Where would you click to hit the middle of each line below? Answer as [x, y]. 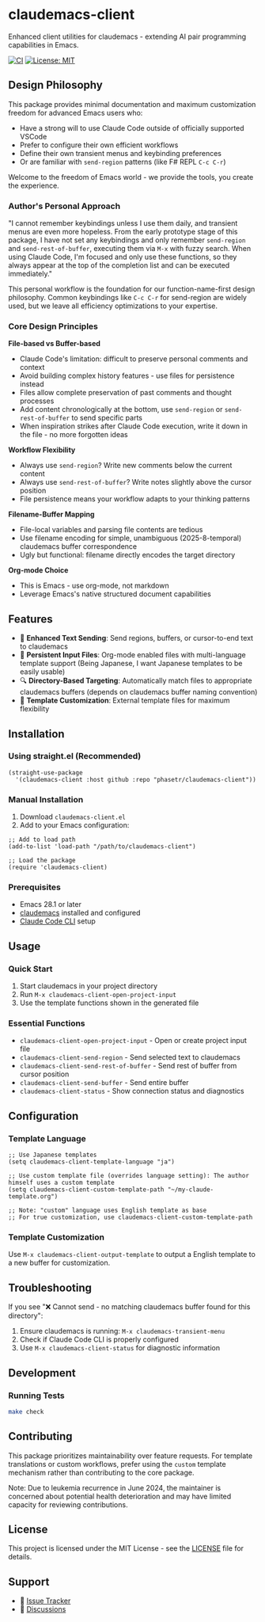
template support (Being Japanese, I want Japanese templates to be [131, 664]
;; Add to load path [42, 840]
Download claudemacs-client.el [73, 817]
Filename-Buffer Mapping [51, 514]
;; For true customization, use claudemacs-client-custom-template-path [131, 1217]
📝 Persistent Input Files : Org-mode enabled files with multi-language [133, 655]
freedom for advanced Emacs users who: [76, 112]
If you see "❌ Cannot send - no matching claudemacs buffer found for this [129, 1307]
